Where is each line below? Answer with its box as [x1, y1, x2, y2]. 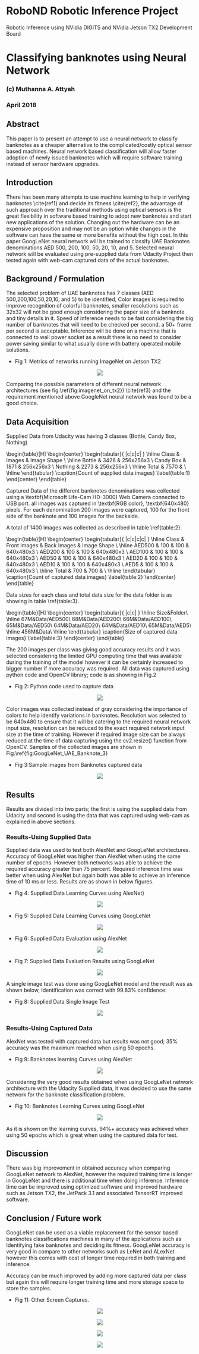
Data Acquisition [6, 416, 70, 427]
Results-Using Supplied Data [6, 833, 91, 841]
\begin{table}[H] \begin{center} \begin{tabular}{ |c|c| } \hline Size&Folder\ [6, 609, 188, 616]
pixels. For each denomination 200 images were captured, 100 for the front [6, 506, 190, 513]
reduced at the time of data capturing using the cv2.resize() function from [6, 737, 187, 744]
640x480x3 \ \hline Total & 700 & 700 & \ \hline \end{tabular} [6, 567, 156, 575]
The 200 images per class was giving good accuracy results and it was [6, 646, 180, 653]
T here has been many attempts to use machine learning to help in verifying [6, 193, 190, 200]
